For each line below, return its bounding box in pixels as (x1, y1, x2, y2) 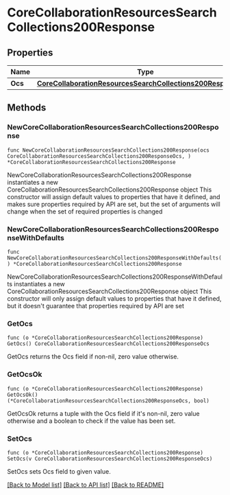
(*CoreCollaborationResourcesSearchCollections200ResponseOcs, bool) (7, 397, 210, 404)
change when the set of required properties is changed (7, 207, 163, 216)
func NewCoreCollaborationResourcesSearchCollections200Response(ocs (7, 146, 210, 154)
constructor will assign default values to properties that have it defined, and (7, 192, 220, 200)
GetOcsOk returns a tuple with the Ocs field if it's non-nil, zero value (7, 409, 200, 417)
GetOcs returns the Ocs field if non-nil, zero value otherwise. (7, 352, 179, 361)
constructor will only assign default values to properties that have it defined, (7, 294, 222, 303)
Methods (7, 102, 47, 114)
